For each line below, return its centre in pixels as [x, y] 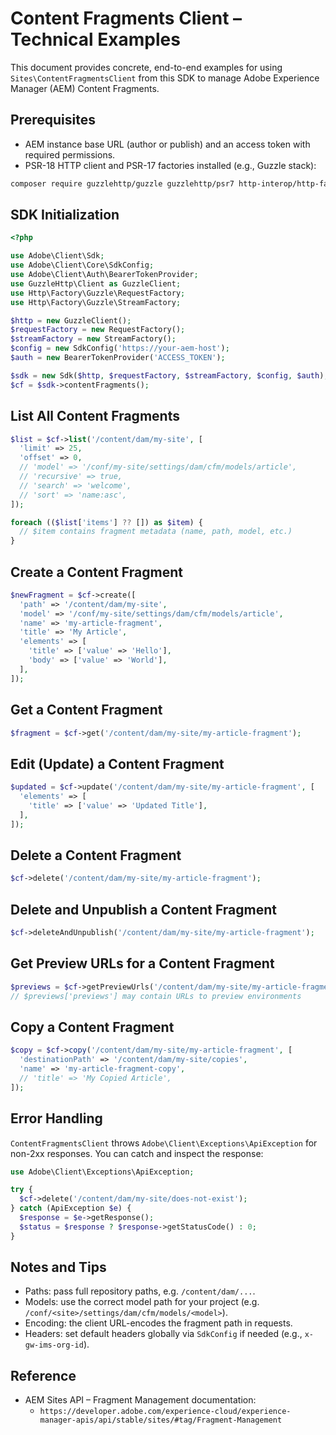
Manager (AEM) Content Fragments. [85, 88]
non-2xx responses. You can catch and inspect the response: [137, 1153]
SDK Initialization [65, 215]
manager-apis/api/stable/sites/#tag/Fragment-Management [161, 1420]
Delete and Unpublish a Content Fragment [143, 909]
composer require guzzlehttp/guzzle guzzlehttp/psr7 [122, 183]
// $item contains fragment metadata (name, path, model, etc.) [156, 532]
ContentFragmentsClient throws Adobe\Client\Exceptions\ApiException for [164, 1143]
